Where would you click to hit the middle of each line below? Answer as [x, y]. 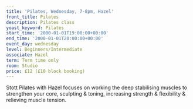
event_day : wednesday [33, 44]
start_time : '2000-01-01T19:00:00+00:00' [57, 33]
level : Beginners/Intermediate [44, 50]
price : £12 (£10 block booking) [45, 71]
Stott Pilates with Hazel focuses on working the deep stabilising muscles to [97, 87]
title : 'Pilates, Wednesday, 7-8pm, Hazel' [60, 11]
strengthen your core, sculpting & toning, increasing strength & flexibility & [96, 94]
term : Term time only [33, 60]
